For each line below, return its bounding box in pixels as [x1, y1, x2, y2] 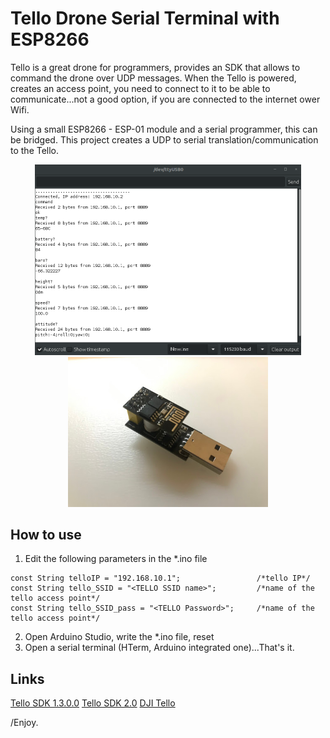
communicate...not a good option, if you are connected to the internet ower [10, 93, 321, 105]
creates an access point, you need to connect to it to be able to [10, 82, 271, 94]
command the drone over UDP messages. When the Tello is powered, [10, 72, 297, 84]
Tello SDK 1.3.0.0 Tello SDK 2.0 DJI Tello [10, 697, 176, 709]
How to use [10, 526, 82, 543]
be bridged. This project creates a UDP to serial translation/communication [10, 133, 319, 146]
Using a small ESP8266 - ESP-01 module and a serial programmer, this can [10, 123, 318, 135]
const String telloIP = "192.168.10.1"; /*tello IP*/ [10, 573, 311, 584]
